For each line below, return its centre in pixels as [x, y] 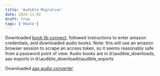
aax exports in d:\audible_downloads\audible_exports [59, 59]
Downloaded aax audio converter [39, 69]
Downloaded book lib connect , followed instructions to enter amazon [76, 38]
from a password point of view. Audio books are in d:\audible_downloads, [80, 54]
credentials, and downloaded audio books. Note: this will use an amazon [79, 43]
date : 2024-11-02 [23, 14]
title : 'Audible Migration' [34, 10]
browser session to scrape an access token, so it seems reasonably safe [80, 48]
